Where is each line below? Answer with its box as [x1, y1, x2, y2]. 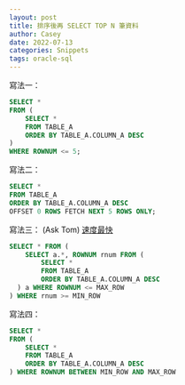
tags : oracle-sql [9, 54, 73, 63]
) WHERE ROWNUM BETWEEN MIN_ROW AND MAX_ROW [9, 368, 176, 377]
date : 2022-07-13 [9, 37, 73, 47]
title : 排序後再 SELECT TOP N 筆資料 [9, 21, 139, 30]
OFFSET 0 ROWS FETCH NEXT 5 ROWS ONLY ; [9, 206, 157, 216]
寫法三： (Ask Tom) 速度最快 [9, 224, 113, 235]
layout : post [9, 12, 58, 22]
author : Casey [9, 29, 62, 38]
